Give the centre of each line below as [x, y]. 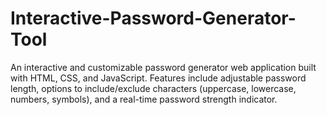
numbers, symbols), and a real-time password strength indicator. [144, 99]
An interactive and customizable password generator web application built [163, 67]
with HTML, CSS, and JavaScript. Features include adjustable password [158, 78]
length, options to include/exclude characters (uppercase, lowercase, [153, 88]
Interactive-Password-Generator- [153, 18]
